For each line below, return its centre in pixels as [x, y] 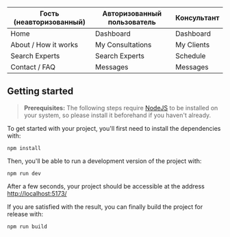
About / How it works [44, 45]
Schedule [191, 56]
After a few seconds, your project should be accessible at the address [106, 186]
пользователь [132, 22]
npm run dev [24, 173]
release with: [25, 214]
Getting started [40, 91]
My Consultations [123, 45]
